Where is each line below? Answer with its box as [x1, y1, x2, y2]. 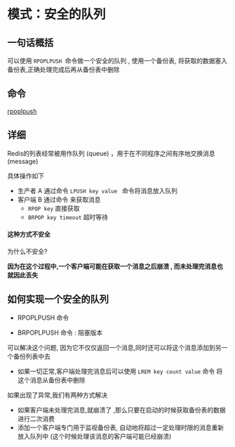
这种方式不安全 [7, 230, 51, 239]
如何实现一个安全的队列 [7, 293, 109, 306]
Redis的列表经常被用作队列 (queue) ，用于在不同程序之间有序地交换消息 [7, 149, 215, 157]
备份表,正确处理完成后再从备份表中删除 [7, 65, 121, 74]
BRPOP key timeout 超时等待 [27, 212, 109, 221]
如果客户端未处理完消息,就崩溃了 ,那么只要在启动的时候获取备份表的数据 [17, 406, 226, 414]
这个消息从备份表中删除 [17, 375, 86, 384]
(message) [7, 157, 39, 165]
